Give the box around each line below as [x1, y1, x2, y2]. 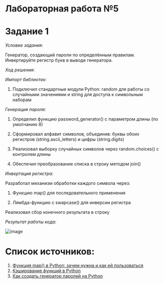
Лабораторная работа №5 [5, 3, 119, 14]
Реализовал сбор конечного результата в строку [5, 209, 110, 215]
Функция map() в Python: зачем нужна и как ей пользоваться [12, 263, 144, 269]
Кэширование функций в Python [12, 268, 81, 274]
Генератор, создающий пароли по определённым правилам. [5, 52, 136, 58]
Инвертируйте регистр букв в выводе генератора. [5, 57, 113, 63]
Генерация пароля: [5, 107, 46, 113]
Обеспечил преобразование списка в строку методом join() [12, 161, 141, 167]
